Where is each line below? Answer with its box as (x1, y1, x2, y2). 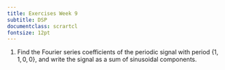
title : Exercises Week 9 (7, 10, 78, 17)
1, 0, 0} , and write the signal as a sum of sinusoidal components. (16, 56, 197, 64)
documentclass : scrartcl (7, 23, 78, 30)
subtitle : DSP (7, 16, 48, 23)
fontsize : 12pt (7, 29, 51, 36)
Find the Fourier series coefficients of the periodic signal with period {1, (16, 48, 219, 56)
